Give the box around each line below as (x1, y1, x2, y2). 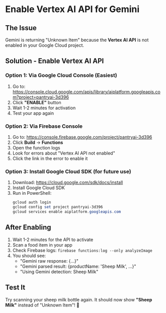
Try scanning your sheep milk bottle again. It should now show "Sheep (5, 296, 152, 302)
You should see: (12, 253, 46, 259)
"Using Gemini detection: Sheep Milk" (20, 268, 99, 275)
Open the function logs (12, 144, 60, 150)
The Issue (5, 24, 37, 32)
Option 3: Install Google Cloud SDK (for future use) (5, 168, 132, 175)
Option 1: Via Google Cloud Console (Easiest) (5, 72, 117, 79)
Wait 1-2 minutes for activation (12, 105, 76, 111)
